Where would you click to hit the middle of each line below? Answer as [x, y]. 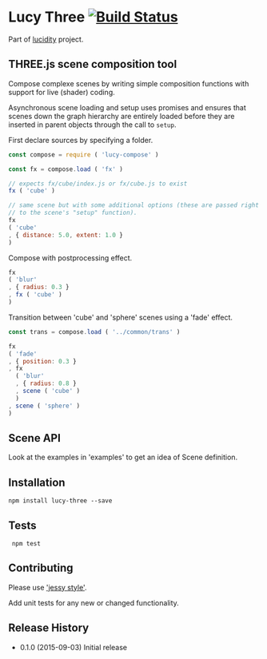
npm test [26, 543]
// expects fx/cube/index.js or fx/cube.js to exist [98, 184]
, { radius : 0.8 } [46, 383]
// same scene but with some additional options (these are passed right [134, 205]
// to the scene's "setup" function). [73, 213]
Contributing [41, 568]
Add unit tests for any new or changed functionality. [94, 602]
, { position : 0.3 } [43, 361]
